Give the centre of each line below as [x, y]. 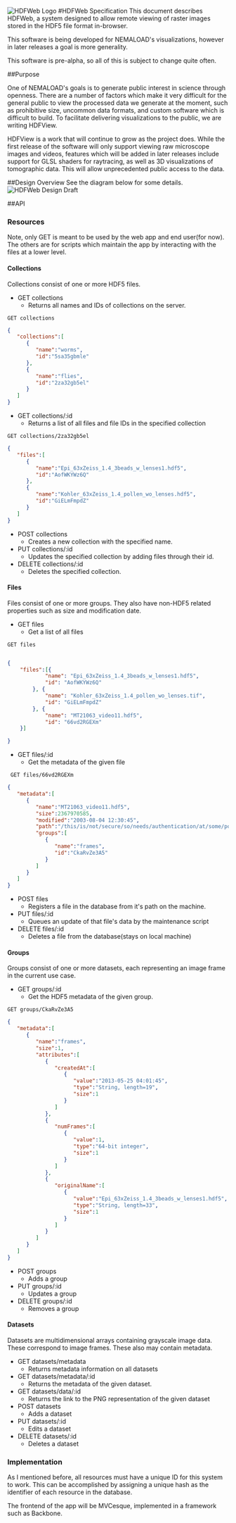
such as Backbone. [35, 1513]
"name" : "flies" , [59, 376]
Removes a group [53, 1308]
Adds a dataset [50, 1414]
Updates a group [52, 1293]
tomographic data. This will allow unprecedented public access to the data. [116, 169]
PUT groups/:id [39, 1286]
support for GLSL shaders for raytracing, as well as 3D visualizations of [110, 161]
